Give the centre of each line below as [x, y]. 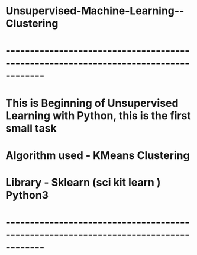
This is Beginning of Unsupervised [92, 103]
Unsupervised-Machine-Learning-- [95, 11]
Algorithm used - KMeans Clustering [98, 155]
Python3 [27, 195]
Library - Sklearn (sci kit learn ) [83, 182]
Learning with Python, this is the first [98, 115]
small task [31, 128]
